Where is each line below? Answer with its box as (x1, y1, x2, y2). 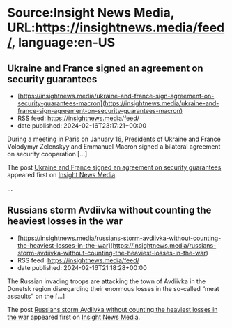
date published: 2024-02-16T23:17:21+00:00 (17, 121, 146, 130)
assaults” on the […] (7, 292, 65, 300)
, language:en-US (11, 35, 116, 50)
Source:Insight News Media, (7, 5, 175, 21)
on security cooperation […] (7, 150, 88, 158)
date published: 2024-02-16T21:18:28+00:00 (17, 263, 148, 271)
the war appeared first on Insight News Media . (7, 313, 141, 321)
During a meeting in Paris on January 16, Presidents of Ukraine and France (7, 135, 221, 143)
